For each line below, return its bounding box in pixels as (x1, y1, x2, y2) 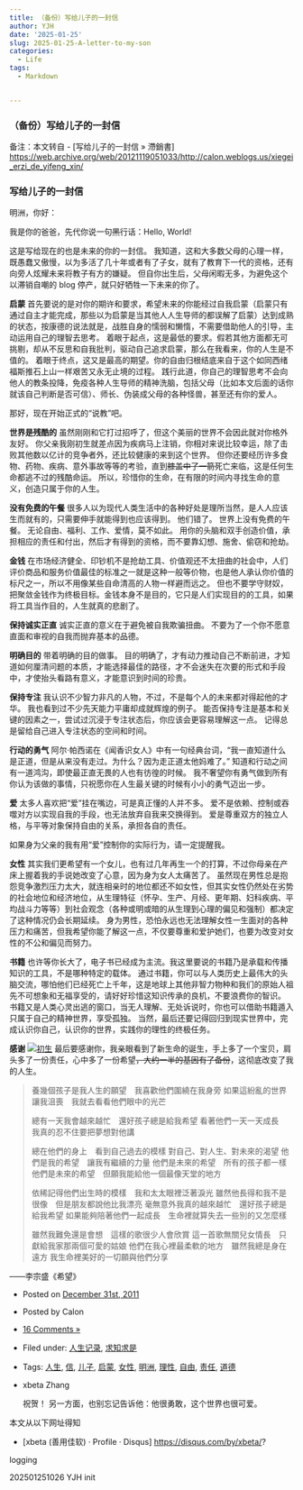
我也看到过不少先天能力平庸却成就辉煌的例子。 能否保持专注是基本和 (26, 703, 282, 714)
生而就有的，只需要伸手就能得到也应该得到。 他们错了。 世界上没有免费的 (9, 514, 282, 525)
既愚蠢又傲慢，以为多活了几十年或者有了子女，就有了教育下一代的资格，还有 (9, 257, 294, 268)
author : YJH (9, 22, 54, 31)
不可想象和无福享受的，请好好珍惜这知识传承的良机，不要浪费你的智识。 (16, 991, 286, 1001)
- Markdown (17, 72, 59, 81)
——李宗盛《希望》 (9, 1271, 81, 1282)
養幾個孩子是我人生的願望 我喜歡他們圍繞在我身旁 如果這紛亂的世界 (31, 1085, 287, 1096)
